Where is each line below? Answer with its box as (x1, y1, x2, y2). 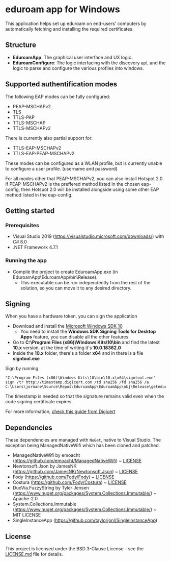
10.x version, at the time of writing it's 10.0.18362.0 (12, 345, 121, 351)
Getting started (5, 206, 55, 215)
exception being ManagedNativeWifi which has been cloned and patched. (5, 443, 160, 449)
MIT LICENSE (12, 512, 41, 518)
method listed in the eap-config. (5, 191, 73, 198)
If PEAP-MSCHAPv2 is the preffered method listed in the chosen (5, 181, 140, 187)
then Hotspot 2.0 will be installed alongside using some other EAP (21, 186, 159, 192)
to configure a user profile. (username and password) (5, 165, 118, 172)
